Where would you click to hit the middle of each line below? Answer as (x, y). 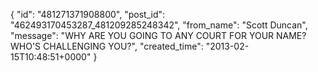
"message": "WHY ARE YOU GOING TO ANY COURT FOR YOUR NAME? (158, 35)
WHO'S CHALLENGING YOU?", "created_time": (107, 46)
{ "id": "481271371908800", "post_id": (88, 14)
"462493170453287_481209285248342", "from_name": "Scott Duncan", (159, 25)
